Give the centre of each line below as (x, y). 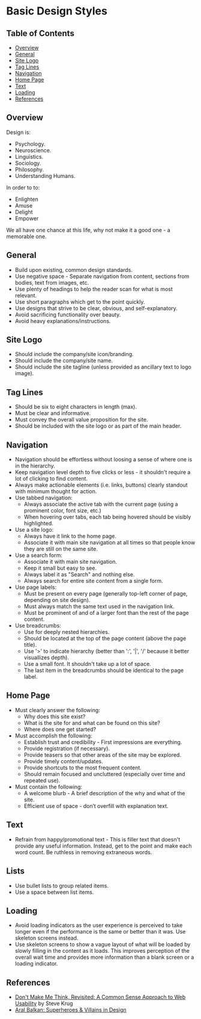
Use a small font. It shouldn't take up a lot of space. (87, 664)
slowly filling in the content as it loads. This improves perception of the (102, 951)
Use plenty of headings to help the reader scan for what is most (94, 289)
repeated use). (42, 780)
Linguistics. (29, 156)
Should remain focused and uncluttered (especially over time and (104, 774)
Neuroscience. (33, 150)
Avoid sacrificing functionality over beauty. (68, 315)
